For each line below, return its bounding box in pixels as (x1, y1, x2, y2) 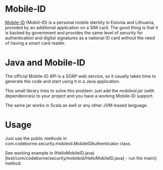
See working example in (5, 150, 54, 156)
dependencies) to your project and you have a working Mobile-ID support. (5, 93, 154, 99)
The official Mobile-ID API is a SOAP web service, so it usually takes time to (5, 73, 156, 79)
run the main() (128, 155, 157, 161)
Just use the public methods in (5, 135, 67, 141)
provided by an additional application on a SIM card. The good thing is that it (5, 24, 158, 30)
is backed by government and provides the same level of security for (5, 30, 143, 35)
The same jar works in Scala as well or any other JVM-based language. (5, 102, 148, 108)
